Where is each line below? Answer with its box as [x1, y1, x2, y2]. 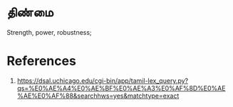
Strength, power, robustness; [6, 28, 92, 36]
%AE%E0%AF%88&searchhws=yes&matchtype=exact [16, 91, 180, 100]
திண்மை [6, 4, 54, 21]
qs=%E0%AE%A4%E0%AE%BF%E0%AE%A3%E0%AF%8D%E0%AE [16, 84, 226, 92]
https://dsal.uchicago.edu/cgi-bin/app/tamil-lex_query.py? [16, 76, 189, 85]
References [6, 53, 76, 69]
